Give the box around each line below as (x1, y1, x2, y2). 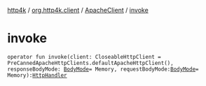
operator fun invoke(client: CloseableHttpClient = (7, 53, 161, 60)
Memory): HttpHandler (7, 71, 68, 79)
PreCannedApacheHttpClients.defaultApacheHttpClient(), (7, 59, 174, 66)
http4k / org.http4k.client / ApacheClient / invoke (7, 6, 149, 14)
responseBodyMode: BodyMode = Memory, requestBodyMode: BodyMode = (7, 66, 199, 73)
